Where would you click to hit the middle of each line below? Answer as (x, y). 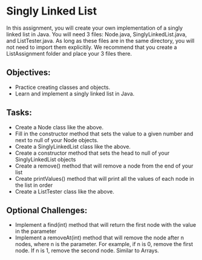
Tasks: (19, 113)
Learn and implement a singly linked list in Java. (75, 93)
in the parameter (36, 232)
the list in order (34, 185)
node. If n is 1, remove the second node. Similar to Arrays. (87, 251)
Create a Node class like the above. (59, 127)
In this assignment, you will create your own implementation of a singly (95, 28)
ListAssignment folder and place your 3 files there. (69, 53)
